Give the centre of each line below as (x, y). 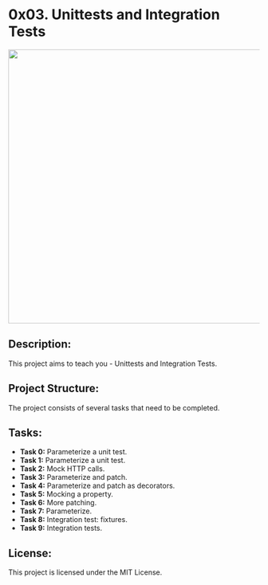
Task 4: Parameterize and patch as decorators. (97, 486)
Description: (40, 344)
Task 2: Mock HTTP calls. (62, 469)
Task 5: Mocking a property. (66, 494)
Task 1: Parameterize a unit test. (73, 461)
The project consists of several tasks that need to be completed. (114, 407)
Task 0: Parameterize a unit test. (73, 452)
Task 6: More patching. (58, 503)
